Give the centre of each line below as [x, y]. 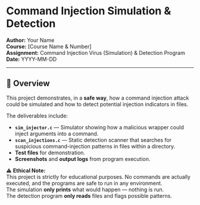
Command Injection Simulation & [89, 11]
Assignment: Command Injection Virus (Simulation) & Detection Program [96, 52]
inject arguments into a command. [57, 133]
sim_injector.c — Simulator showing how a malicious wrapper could [99, 127]
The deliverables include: [37, 116]
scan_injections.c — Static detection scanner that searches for [93, 140]
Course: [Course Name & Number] [49, 46]
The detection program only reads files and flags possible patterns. [89, 195]
